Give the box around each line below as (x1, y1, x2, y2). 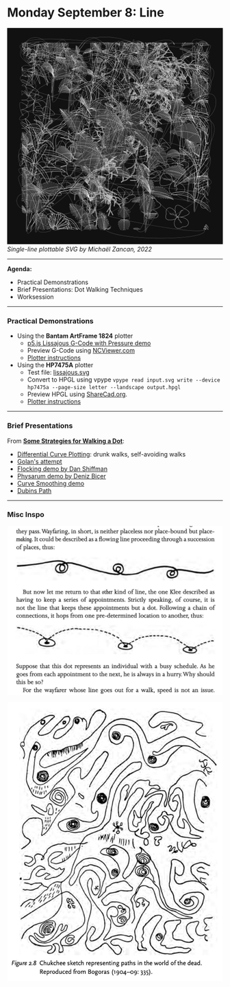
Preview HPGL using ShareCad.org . (27, 390, 128, 399)
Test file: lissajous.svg (27, 369, 90, 377)
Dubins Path (16, 486, 52, 495)
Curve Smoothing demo (16, 479, 84, 487)
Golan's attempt (16, 457, 63, 465)
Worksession (16, 292, 54, 301)
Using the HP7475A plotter (16, 361, 94, 369)
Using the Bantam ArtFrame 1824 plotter (16, 332, 133, 340)
